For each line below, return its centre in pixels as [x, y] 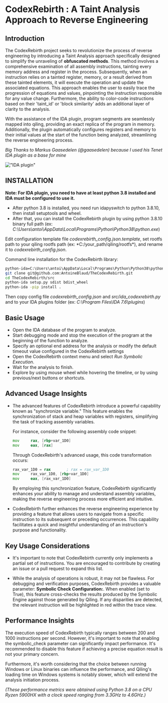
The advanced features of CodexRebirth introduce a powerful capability [86, 405]
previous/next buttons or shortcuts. [49, 378]
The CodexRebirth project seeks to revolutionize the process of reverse [79, 50]
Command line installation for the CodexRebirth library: [62, 259]
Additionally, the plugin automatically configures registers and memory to [81, 129]
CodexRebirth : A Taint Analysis [72, 9]
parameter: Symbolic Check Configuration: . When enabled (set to [81, 589]
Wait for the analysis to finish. [43, 367]
